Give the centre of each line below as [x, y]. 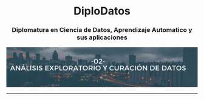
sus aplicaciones [102, 37]
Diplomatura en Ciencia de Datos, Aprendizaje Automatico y [102, 30]
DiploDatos [102, 11]
